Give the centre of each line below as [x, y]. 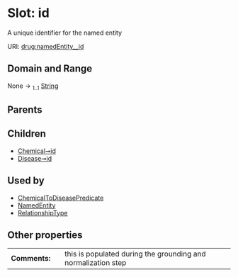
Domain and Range [50, 69]
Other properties [45, 235]
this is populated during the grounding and [136, 254]
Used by [26, 181]
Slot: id [28, 13]
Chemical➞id [37, 151]
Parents [25, 109]
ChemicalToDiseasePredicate [61, 198]
